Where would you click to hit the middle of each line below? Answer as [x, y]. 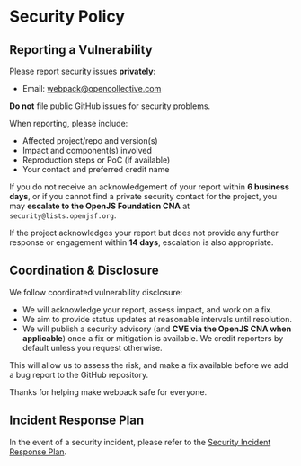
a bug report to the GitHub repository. [79, 374]
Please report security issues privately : [82, 71]
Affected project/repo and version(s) [90, 141]
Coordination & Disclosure [84, 271]
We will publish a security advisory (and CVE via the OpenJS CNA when [157, 329]
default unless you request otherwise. [93, 347]
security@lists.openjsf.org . [63, 215]
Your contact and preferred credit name [96, 169]
